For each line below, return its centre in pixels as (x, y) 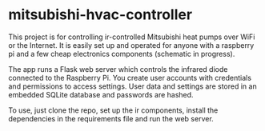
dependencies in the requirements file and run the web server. (111, 118)
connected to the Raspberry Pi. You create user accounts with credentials (130, 77)
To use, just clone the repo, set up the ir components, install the (113, 110)
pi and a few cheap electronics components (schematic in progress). (122, 54)
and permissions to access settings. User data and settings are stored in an (133, 86)
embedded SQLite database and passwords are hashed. (101, 94)
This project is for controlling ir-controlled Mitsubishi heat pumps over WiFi (132, 37)
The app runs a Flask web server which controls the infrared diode (118, 69)
